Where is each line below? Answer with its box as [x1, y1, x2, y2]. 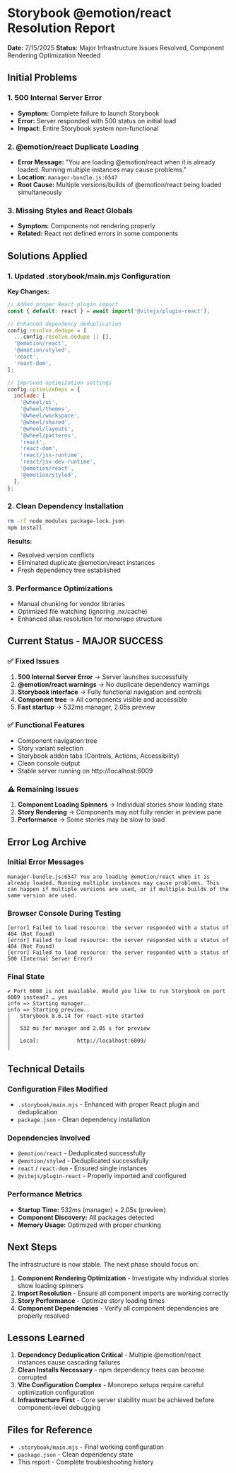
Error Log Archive [7, 836, 87, 848]
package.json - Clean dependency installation [17, 1115, 151, 1124]
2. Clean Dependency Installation [7, 501, 124, 511]
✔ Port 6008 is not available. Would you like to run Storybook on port [7, 987, 226, 995]
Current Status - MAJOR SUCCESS [7, 635, 164, 647]
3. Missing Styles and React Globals [7, 206, 133, 215]
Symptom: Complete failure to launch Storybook [17, 108, 160, 118]
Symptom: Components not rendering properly [17, 222, 155, 230]
